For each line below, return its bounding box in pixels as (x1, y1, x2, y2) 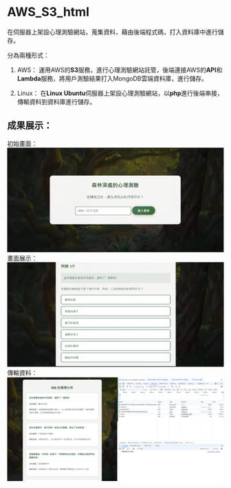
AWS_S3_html (7, 4, 89, 20)
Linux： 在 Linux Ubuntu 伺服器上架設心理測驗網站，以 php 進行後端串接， (16, 89, 223, 97)
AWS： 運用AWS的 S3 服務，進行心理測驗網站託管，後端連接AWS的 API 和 (16, 65, 223, 74)
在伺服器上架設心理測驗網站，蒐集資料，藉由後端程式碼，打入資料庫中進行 (7, 28, 218, 36)
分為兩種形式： (7, 51, 49, 59)
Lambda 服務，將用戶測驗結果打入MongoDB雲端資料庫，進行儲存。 (16, 74, 208, 83)
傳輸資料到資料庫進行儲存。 (16, 97, 96, 105)
